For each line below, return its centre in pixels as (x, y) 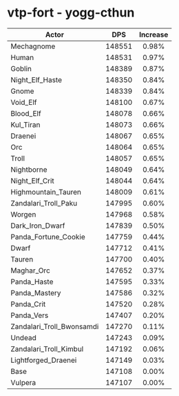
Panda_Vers (30, 315)
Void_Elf (24, 102)
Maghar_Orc (30, 270)
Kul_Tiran (25, 124)
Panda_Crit (28, 304)
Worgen (23, 214)
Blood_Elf (26, 113)
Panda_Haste (32, 281)
